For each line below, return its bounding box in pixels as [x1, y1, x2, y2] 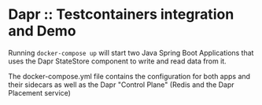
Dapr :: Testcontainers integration [8, 5, 234, 24]
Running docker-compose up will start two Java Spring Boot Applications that [8, 48, 254, 57]
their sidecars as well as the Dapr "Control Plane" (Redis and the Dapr [8, 80, 234, 89]
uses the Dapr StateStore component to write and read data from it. [8, 56, 227, 66]
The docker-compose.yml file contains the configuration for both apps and [8, 71, 250, 81]
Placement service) [8, 88, 71, 97]
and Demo [8, 22, 76, 40]
